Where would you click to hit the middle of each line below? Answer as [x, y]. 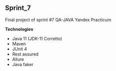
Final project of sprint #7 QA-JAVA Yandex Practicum [58, 19]
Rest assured [25, 54]
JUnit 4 [19, 49]
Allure [18, 59]
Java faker [23, 64]
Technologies [19, 29]
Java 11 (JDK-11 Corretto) [37, 38]
